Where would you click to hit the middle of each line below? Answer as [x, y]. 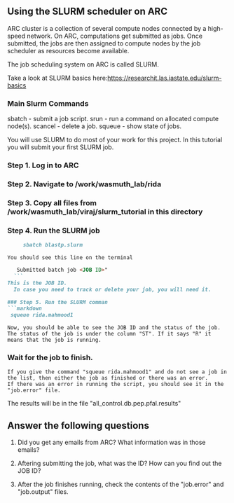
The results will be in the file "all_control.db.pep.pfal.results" [94, 404]
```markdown [25, 309]
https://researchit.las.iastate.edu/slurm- [165, 78]
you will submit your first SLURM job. [61, 147]
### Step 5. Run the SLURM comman [58, 302]
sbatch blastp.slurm [53, 245]
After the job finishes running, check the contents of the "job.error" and [121, 484]
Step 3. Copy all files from [52, 202]
